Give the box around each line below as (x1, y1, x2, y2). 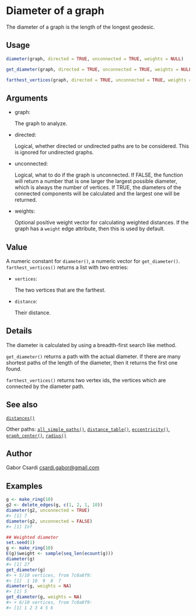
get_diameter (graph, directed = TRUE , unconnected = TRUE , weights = (6, 66, 179, 72)
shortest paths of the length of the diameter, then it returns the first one (6, 359, 178, 366)
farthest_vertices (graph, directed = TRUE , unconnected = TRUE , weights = (6, 77, 192, 83)
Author (6, 449, 32, 459)
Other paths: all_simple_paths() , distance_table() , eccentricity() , (6, 425, 170, 432)
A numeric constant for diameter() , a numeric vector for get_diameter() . (6, 258, 180, 264)
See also (6, 400, 38, 410)
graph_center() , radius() (6, 431, 67, 439)
